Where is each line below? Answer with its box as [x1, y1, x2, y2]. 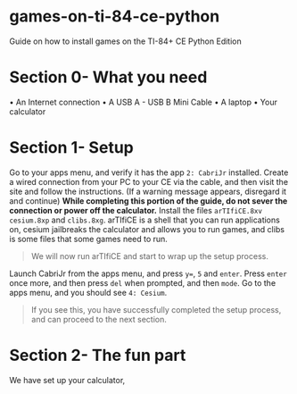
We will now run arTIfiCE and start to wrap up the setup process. [30, 250, 269, 261]
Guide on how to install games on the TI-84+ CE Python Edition [9, 36, 243, 46]
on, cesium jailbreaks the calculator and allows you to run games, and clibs [9, 223, 285, 234]
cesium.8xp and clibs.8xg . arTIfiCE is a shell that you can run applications [9, 214, 281, 225]
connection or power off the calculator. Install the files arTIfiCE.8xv [9, 205, 263, 215]
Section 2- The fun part [9, 346, 186, 365]
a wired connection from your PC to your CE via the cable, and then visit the [9, 176, 288, 187]
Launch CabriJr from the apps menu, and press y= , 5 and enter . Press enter [9, 268, 287, 279]
